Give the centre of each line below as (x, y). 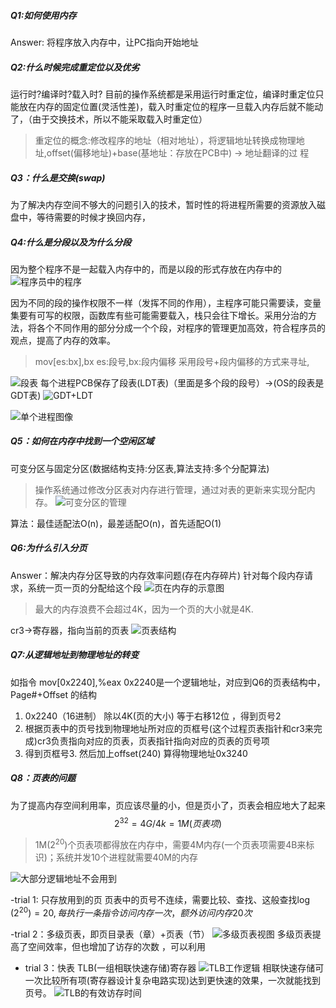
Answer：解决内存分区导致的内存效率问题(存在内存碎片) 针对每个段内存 (157, 575)
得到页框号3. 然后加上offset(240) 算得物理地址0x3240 (136, 753)
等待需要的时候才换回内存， (93, 217)
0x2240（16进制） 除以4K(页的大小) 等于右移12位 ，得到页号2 (153, 716)
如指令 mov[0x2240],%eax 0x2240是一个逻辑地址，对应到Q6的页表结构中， (168, 682)
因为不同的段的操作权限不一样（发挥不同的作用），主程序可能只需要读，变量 (166, 302)
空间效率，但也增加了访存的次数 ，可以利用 (116, 946)
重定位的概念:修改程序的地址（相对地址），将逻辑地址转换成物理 (165, 140)
